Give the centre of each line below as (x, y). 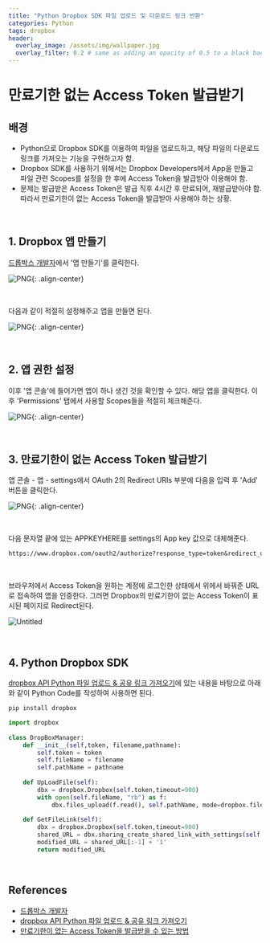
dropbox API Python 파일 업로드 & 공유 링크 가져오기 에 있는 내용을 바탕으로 (127, 683)
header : (21, 38)
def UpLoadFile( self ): (61, 782)
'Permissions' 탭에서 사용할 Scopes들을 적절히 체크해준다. (109, 400)
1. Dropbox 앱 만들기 (57, 242)
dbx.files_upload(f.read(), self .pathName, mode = (136, 805)
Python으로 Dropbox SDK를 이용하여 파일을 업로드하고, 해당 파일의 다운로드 (139, 148)
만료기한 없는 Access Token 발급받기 (126, 95)
